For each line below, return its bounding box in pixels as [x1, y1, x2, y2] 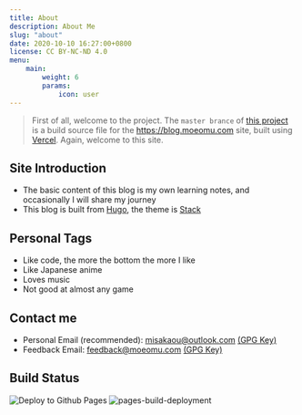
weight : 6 [42, 73, 79, 82]
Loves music [22, 275, 71, 285]
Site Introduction [9, 161, 106, 176]
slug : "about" [9, 30, 64, 39]
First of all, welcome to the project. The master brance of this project [31, 115, 288, 126]
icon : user [57, 89, 100, 99]
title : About [9, 13, 59, 23]
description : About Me [9, 22, 96, 31]
